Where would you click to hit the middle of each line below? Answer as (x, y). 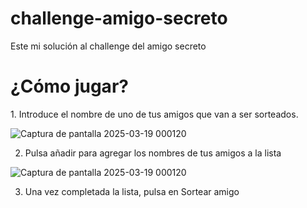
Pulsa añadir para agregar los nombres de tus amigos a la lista (153, 153)
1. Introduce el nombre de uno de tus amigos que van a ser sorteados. (154, 114)
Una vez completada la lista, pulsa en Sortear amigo (132, 191)
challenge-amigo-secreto (119, 18)
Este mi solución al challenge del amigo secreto (108, 46)
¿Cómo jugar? (69, 86)
